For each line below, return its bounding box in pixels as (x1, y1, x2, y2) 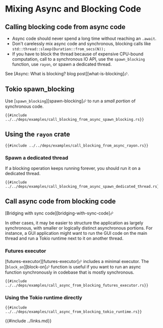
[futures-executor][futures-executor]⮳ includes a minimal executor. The (5, 259, 149, 264)
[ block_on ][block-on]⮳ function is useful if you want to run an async (5, 264, 141, 270)
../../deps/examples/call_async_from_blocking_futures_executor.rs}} (5, 283, 149, 288)
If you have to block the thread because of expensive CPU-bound (12, 51, 144, 57)
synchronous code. (5, 103, 44, 109)
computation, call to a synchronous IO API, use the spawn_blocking (12, 56, 145, 62)
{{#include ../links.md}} (5, 318, 52, 324)
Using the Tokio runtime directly (5, 294, 82, 301)
